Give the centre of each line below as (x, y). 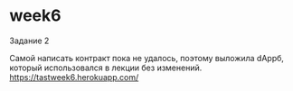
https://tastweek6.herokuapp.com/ (74, 77)
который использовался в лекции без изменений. (106, 68)
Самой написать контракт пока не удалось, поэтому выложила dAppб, (147, 58)
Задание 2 (29, 41)
